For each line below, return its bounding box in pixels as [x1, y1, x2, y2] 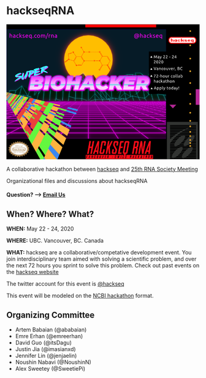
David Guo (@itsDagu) [15, 339, 72, 346]
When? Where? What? [6, 209, 94, 219]
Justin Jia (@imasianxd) [15, 345, 76, 352]
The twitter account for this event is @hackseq [6, 280, 124, 287]
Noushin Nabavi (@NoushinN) [15, 358, 92, 366]
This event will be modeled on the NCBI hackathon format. [6, 292, 154, 300]
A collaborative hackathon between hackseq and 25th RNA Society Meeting [6, 165, 198, 172]
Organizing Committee [6, 309, 95, 320]
